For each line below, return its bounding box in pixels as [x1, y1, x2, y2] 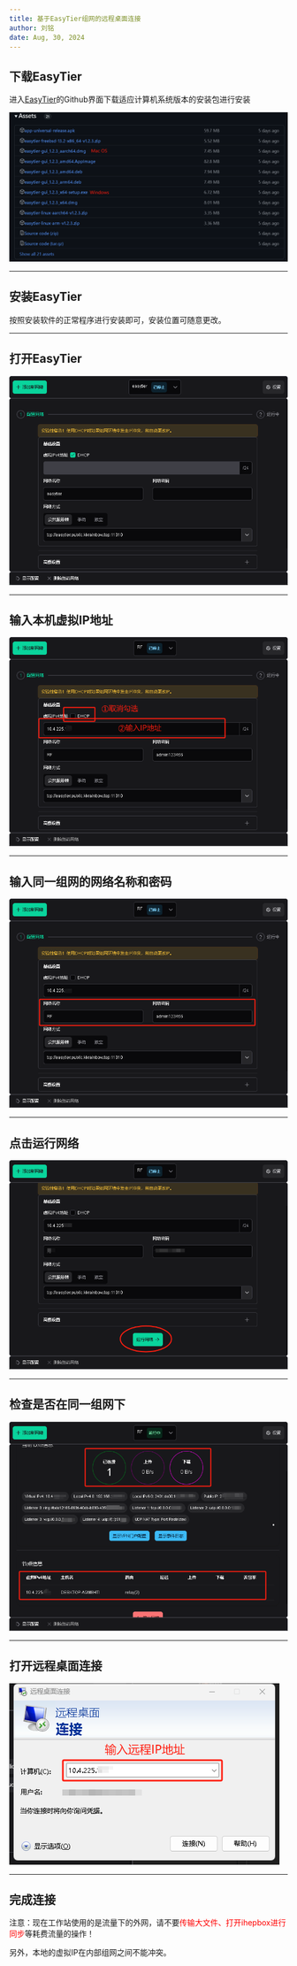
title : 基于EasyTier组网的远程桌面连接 [9, 14, 141, 23]
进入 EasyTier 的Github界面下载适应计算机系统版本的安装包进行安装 [9, 94, 251, 105]
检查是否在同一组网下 [9, 1397, 126, 1412]
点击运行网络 [9, 1135, 80, 1150]
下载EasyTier [9, 69, 82, 84]
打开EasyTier [9, 351, 82, 366]
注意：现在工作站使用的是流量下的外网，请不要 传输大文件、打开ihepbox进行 [9, 1917, 286, 1928]
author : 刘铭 [9, 23, 55, 33]
